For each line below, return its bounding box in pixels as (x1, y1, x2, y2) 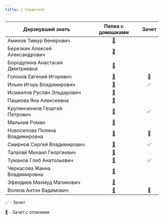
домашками (99, 29, 129, 36)
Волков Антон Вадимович (7, 187, 69, 194)
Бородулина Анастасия (7, 59, 63, 66)
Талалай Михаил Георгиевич (7, 149, 76, 155)
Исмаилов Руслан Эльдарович (7, 89, 81, 96)
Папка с (104, 22, 123, 29)
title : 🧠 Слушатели (5, 7, 45, 12)
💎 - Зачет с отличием (5, 209, 50, 215)
